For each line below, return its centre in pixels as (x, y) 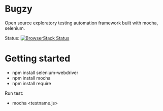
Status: (12, 38)
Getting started (38, 59)
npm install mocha (31, 78)
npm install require (31, 83)
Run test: (14, 93)
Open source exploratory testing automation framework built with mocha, (81, 23)
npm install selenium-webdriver (45, 72)
